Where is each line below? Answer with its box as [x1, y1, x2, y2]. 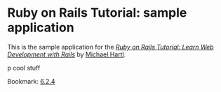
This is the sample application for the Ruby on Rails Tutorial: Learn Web [7, 43, 214, 51]
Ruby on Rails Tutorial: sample [7, 5, 187, 21]
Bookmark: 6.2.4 [7, 77, 55, 85]
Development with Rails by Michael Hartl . [7, 50, 126, 59]
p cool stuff [7, 63, 41, 72]
